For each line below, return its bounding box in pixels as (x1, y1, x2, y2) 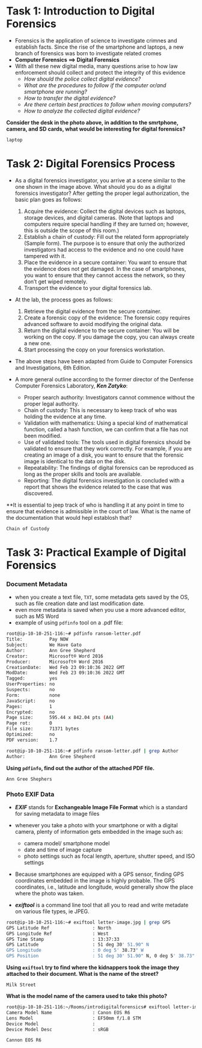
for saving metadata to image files (14, 810, 100, 817)
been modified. (23, 432, 62, 439)
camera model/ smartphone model (23, 839, 110, 846)
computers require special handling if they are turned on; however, (23, 220, 189, 227)
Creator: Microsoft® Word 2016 (6, 653, 103, 659)
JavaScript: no (6, 698, 55, 704)
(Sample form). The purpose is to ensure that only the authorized (23, 239, 185, 247)
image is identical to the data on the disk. (23, 457, 126, 464)
